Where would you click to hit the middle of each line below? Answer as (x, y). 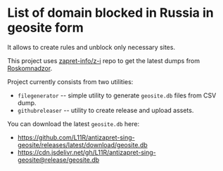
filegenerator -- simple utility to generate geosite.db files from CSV (117, 95)
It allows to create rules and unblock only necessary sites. (91, 47)
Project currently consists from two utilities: (70, 81)
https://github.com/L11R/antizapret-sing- (76, 137)
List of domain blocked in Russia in (110, 13)
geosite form (45, 28)
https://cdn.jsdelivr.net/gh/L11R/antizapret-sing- (87, 152)
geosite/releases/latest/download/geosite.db (82, 144)
